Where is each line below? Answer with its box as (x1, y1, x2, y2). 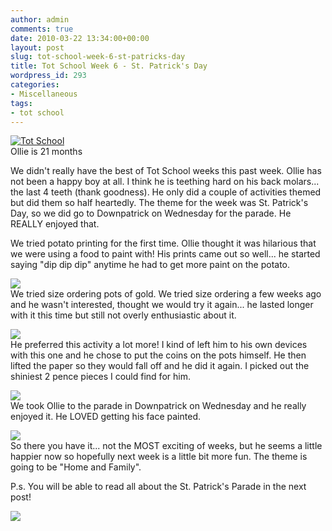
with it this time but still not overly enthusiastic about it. (10, 309, 237, 321)
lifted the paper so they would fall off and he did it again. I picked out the (10, 360, 310, 372)
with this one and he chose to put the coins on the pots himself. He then (10, 349, 307, 361)
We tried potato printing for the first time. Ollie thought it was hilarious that (10, 237, 317, 250)
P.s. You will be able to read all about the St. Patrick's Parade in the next (10, 481, 307, 493)
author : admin (10, 14, 70, 25)
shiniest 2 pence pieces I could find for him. (10, 371, 191, 383)
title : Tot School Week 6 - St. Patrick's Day (10, 61, 208, 71)
